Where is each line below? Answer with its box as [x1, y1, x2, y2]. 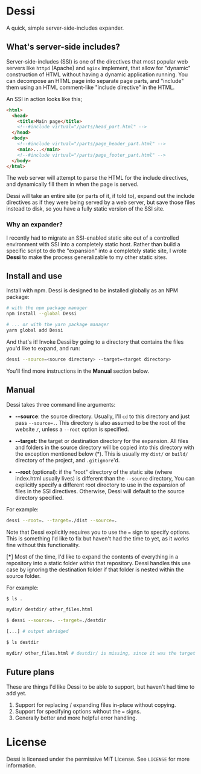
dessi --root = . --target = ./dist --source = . [6, 517, 118, 523]
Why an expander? [6, 220, 63, 229]
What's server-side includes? [6, 42, 121, 52]
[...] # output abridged [6, 628, 69, 635]
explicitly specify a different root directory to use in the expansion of [14, 481, 185, 488]
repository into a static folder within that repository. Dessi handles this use [6, 559, 191, 566]
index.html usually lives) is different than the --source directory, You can [14, 474, 195, 482]
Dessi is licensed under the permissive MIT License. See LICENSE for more [6, 755, 190, 763]
